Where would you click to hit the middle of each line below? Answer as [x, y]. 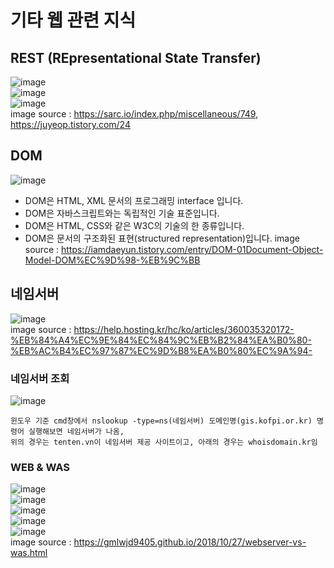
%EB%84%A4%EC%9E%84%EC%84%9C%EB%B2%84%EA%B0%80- [161, 340]
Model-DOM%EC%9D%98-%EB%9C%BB [112, 260]
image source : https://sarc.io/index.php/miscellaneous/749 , [134, 114]
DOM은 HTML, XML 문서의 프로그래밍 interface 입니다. [134, 200]
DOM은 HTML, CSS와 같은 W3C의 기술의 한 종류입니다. [134, 225]
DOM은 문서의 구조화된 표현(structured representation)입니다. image [162, 238]
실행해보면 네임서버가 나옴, [76, 431]
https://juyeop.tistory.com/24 [70, 124]
